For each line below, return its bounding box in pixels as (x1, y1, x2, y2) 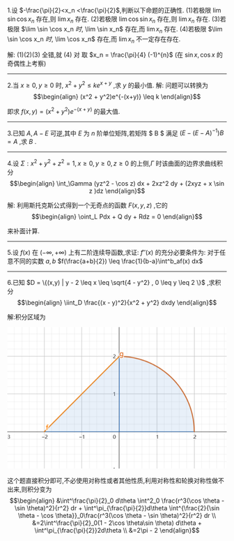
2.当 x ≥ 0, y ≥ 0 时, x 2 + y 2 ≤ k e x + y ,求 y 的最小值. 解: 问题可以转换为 (7, 80, 209, 89)
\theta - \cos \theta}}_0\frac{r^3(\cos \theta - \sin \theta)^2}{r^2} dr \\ (17, 511, 217, 519)
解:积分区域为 (7, 313, 47, 321)
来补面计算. (7, 227, 40, 235)
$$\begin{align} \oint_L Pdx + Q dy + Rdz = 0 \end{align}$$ (31, 212, 203, 221)
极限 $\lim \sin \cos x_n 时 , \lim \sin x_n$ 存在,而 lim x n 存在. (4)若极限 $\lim (7, 24, 223, 35)
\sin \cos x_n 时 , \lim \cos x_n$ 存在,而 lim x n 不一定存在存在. (7, 34, 181, 45)
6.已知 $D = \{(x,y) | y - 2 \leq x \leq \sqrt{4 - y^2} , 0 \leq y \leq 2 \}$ (7, 279, 205, 287)
